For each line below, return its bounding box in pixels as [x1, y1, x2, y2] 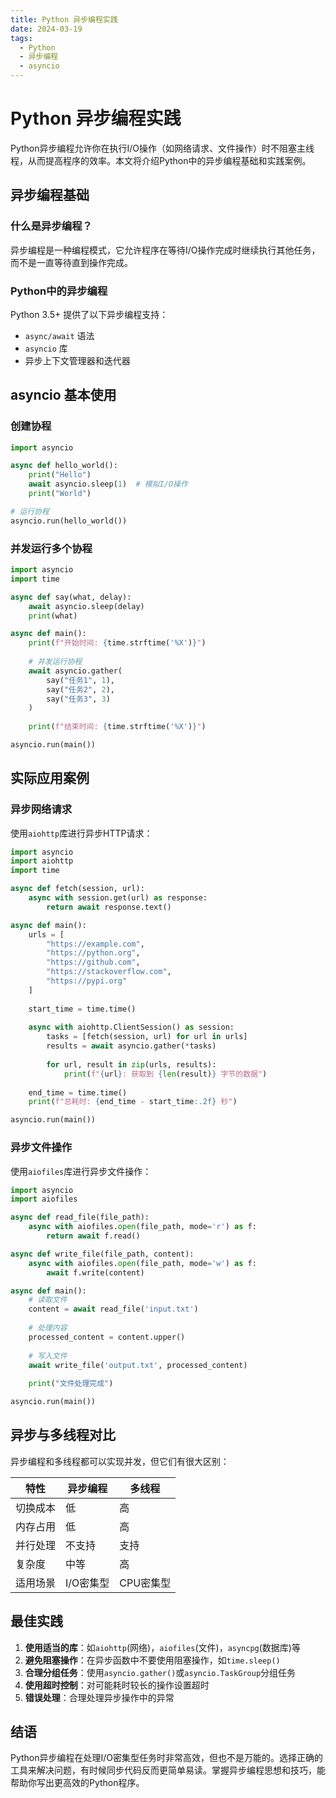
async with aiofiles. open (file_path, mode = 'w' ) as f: [28, 1258, 257, 1268]
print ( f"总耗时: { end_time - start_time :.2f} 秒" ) [28, 1097, 238, 1107]
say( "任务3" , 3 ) [46, 694, 111, 704]
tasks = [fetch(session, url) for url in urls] [46, 1032, 248, 1042]
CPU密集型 [119, 1576, 172, 1590]
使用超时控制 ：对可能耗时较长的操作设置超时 [24, 1679, 210, 1691]
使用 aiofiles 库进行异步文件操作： [10, 1165, 152, 1177]
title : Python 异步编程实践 [10, 14, 118, 25]
